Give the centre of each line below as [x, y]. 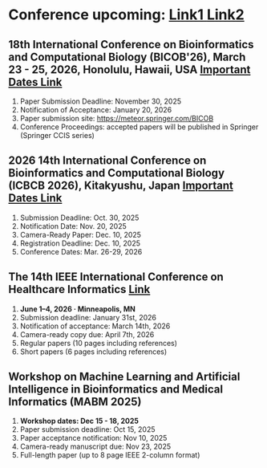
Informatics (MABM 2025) [75, 402]
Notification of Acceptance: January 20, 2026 [96, 110]
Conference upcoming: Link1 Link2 [126, 15]
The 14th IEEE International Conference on [116, 277]
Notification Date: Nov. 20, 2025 [73, 226]
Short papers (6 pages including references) [93, 352]
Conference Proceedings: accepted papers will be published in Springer [139, 127]
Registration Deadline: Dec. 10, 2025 [80, 243]
